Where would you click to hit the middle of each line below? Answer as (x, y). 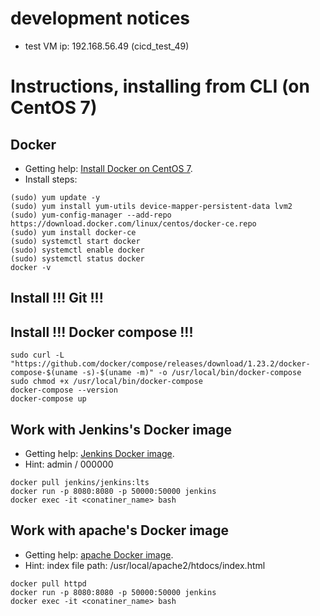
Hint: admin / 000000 (69, 464)
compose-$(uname (44, 373)
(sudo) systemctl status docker (77, 258)
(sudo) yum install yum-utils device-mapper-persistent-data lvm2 (151, 206)
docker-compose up (48, 399)
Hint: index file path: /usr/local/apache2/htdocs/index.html (145, 565)
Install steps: (51, 179)
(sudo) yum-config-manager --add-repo (91, 215)
